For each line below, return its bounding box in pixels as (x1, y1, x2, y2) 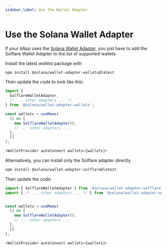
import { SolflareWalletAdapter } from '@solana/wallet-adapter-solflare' (5, 186, 164, 191)
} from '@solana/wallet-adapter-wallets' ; (5, 103, 94, 108)
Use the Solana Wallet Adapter (5, 28, 134, 40)
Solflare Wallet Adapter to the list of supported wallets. (5, 50, 117, 56)
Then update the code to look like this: (5, 79, 84, 85)
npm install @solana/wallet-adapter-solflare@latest (5, 167, 117, 172)
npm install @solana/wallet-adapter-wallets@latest (5, 70, 114, 75)
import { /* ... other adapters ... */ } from (5, 190, 103, 195)
